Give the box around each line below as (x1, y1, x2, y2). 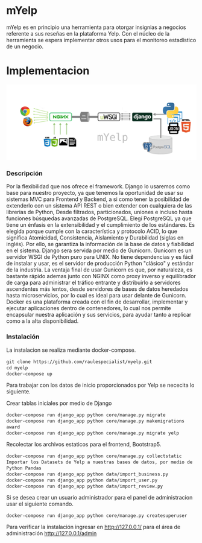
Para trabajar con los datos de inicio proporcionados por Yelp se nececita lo (6, 381, 195, 389)
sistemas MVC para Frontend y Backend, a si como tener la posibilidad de (6, 195, 190, 203)
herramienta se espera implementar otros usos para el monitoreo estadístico (6, 36, 197, 43)
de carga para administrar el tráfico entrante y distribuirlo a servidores (6, 279, 181, 287)
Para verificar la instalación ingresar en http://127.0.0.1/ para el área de (6, 523, 181, 530)
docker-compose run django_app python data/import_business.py (6, 471, 169, 477)
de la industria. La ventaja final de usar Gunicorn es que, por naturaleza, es (6, 266, 193, 273)
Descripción (6, 170, 43, 178)
